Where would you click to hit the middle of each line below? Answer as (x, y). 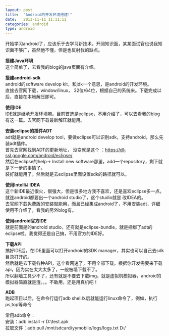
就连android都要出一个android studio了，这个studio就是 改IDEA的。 (76, 198)
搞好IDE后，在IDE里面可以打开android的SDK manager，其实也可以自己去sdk (85, 251)
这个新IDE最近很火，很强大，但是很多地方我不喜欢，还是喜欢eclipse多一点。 (85, 191)
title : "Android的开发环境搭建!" (39, 15)
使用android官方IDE (26, 221)
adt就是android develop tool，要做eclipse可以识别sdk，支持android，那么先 (84, 137)
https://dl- (116, 150)
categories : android (27, 24)
